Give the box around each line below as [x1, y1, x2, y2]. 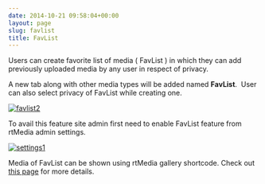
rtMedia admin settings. [8, 127, 86, 137]
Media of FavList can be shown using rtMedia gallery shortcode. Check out [8, 159, 255, 168]
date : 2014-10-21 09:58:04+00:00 [8, 11, 119, 20]
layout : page [8, 19, 52, 27]
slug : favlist [8, 26, 56, 34]
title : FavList [8, 33, 59, 42]
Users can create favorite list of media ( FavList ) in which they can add [8, 56, 242, 65]
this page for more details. [8, 166, 95, 176]
